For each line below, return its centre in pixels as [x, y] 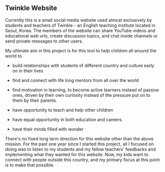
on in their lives [28, 71]
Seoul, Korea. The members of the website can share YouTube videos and [80, 30]
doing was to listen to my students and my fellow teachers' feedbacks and [81, 149]
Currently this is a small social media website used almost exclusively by [79, 20]
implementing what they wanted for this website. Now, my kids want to [77, 154]
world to [14, 56]
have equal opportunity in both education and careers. [67, 119]
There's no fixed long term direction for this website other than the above [79, 138]
